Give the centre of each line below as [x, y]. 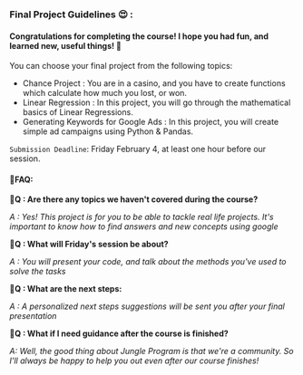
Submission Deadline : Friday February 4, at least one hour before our [138, 149]
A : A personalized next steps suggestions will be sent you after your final [147, 306]
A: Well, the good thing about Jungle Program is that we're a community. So [151, 351]
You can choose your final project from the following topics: [121, 66]
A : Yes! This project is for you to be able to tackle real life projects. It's [142, 217]
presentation [33, 316]
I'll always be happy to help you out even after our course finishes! [134, 361]
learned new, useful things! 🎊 [66, 45]
